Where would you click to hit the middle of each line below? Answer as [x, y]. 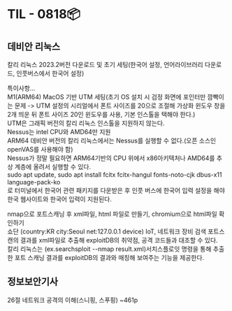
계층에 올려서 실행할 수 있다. [53, 167]
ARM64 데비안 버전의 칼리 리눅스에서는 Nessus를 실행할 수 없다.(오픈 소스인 [112, 140]
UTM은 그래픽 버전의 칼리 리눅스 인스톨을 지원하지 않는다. [86, 123]
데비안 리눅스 [34, 46]
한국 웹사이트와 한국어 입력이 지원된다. [59, 199]
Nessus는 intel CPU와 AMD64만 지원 [59, 132]
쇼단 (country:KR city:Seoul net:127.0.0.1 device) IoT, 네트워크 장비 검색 [107, 231]
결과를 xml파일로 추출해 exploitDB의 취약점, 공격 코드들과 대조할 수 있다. [119, 240]
